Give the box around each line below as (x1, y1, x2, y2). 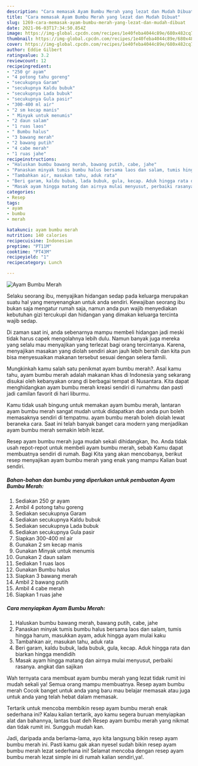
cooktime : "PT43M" (6, 249, 52, 255)
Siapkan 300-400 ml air (15, 534, 73, 541)
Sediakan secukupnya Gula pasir (15, 528, 95, 536)
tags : (6, 200, 20, 206)
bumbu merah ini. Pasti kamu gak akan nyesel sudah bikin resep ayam (6, 741, 177, 748)
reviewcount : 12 (6, 58, 46, 63)
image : (6, 31, 23, 36)
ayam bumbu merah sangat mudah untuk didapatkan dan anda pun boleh (6, 408, 184, 414)
